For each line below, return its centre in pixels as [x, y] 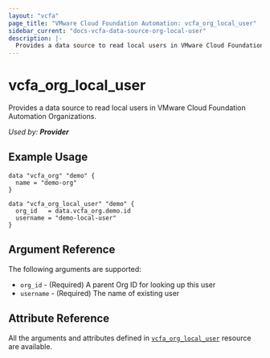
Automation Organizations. [52, 117]
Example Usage [48, 157]
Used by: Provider [39, 132]
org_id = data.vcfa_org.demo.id [73, 211]
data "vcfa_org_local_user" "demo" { [72, 204]
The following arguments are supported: [75, 269]
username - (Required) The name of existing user [100, 293]
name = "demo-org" [47, 183]
